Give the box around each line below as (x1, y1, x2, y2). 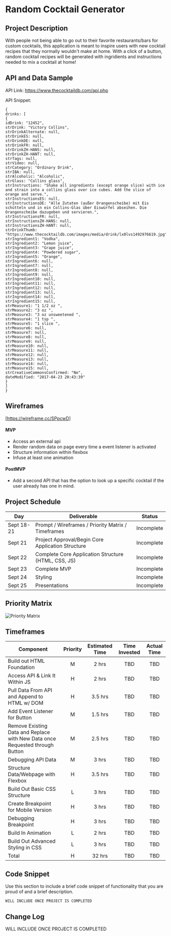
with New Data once (8, 735, 56, 742)
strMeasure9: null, (5, 339, 47, 344)
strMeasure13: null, (5, 357, 49, 362)
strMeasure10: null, (5, 343, 49, 349)
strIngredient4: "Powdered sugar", (5, 250, 81, 255)
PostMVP (5, 466, 26, 472)
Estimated (87, 643, 113, 650)
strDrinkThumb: (5, 227, 38, 232)
